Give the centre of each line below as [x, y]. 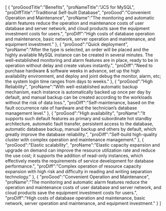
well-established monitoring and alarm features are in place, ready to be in [82, 60]
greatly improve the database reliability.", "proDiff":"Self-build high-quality [81, 134]
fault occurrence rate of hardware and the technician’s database [71, 108]
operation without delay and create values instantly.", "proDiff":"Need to [79, 65]
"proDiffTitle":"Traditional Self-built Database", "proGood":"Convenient [78, 12]
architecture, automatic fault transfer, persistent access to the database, [79, 124]
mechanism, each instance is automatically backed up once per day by [78, 92]
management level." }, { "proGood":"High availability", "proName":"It [75, 113]
